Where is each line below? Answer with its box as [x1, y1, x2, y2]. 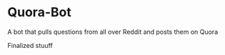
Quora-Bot [7, 4, 71, 20]
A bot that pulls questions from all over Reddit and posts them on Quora [7, 28, 219, 36]
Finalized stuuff [7, 41, 54, 49]
